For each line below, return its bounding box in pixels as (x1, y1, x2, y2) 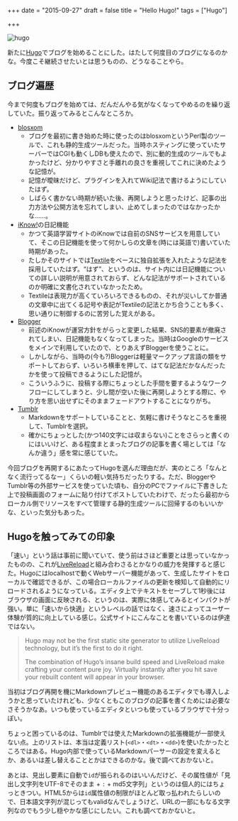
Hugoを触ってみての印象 (7, 531, 115, 543)
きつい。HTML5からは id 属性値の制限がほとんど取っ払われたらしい (19, 788, 215, 797)
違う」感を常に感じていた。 (40, 448, 122, 457)
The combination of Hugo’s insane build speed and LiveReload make (24, 657, 225, 666)
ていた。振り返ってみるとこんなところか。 (13, 109, 137, 117)
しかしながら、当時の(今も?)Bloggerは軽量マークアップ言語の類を (28, 352, 221, 361)
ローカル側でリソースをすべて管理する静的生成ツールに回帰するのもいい (7, 499, 217, 507)
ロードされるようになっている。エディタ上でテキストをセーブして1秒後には (7, 586, 226, 595)
